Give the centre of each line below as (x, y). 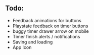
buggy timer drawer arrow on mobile (51, 31)
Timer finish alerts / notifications (46, 36)
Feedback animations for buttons (47, 20)
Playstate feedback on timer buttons (50, 26)
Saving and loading (33, 42)
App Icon (22, 47)
